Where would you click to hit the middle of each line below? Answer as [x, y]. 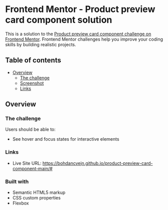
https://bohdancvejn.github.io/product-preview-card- [98, 163]
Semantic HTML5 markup [39, 192]
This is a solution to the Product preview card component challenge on [78, 34]
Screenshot [32, 83]
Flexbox [21, 203]
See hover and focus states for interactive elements [66, 139]
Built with [17, 181]
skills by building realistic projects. [41, 44]
